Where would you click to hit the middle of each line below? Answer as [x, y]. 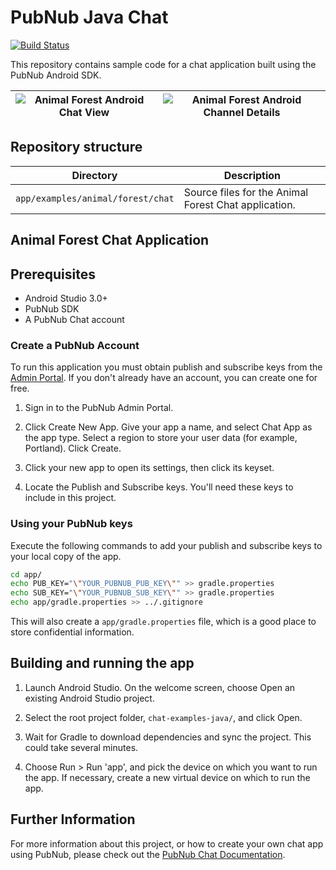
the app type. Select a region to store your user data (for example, [161, 438]
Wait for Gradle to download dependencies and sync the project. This [168, 737]
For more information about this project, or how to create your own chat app [167, 843]
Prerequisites [53, 274]
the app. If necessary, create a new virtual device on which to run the [167, 777]
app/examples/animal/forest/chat [95, 198]
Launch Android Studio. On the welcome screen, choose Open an [160, 687]
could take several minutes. [81, 747]
